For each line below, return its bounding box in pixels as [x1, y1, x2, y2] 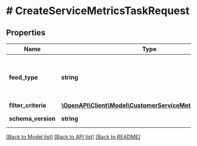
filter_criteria [9, 101, 46, 109]
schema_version [9, 115, 56, 122]
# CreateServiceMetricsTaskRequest [6, 4, 189, 18]
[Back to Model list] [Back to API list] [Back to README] [6, 134, 141, 140]
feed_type [9, 74, 38, 81]
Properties [6, 28, 46, 38]
